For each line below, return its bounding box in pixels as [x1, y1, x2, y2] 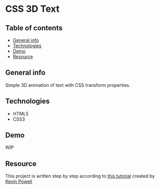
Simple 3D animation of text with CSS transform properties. [5, 82, 131, 88]
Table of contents [5, 24, 63, 32]
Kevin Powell [5, 178, 32, 185]
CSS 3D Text [5, 3, 60, 15]
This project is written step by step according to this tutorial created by [5, 173, 155, 179]
